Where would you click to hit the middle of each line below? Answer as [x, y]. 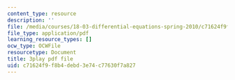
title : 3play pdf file [40, 59]
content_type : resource [42, 14]
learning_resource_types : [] [50, 40]
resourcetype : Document [42, 53]
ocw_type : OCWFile [34, 46]
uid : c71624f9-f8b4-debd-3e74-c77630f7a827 [72, 65]
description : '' [31, 20]
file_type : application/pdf [48, 33]
